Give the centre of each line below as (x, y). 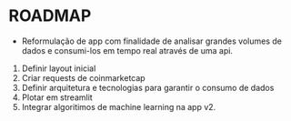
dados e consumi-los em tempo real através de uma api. (127, 50)
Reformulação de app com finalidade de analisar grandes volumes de (152, 41)
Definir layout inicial (59, 68)
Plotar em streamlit (57, 97)
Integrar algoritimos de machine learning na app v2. (119, 106)
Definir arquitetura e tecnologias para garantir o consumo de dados (148, 87)
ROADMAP (50, 16)
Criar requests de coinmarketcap (84, 77)
